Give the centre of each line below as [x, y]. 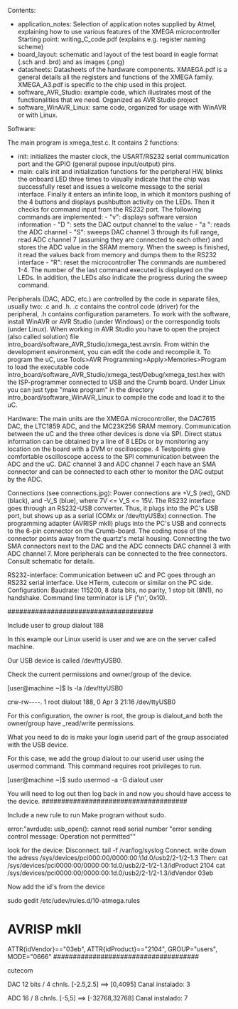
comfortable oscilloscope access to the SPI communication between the [113, 456]
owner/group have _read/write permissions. [71, 723]
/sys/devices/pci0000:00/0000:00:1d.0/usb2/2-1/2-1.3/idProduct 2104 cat [116, 865]
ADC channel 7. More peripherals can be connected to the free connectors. [117, 554]
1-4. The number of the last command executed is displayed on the [116, 270]
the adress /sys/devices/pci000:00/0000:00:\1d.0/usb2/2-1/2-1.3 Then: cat [118, 858]
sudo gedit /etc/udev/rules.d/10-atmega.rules [74, 900]
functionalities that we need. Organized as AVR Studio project [108, 100]
